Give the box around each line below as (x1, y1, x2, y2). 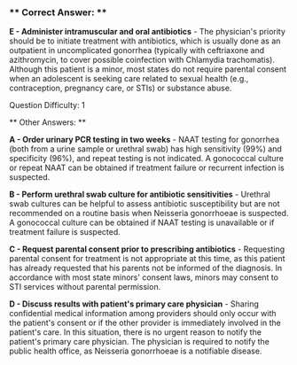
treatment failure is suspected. (9, 227, 121, 237)
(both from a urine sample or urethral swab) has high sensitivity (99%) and (9, 144, 282, 154)
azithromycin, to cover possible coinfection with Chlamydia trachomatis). (9, 55, 276, 66)
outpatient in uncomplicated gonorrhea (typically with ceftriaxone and (9, 45, 265, 56)
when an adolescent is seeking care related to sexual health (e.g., (9, 74, 249, 84)
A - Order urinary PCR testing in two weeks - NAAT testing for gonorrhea (9, 135, 280, 145)
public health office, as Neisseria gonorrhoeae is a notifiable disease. (9, 346, 262, 356)
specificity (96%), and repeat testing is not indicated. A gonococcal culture (9, 153, 284, 164)
